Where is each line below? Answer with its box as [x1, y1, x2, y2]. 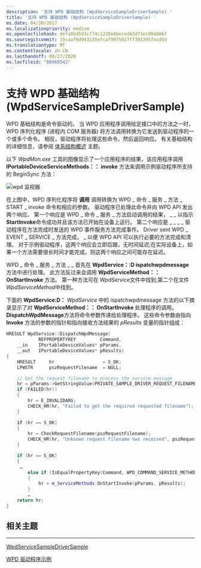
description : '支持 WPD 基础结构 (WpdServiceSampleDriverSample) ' [6, 8, 172, 15]
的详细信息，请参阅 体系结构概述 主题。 [6, 143, 103, 150]
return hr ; [17, 497, 44, 504]
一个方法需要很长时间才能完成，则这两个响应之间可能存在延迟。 [11, 248, 169, 256]
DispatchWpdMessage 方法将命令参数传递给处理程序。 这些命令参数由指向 [6, 311, 191, 318]
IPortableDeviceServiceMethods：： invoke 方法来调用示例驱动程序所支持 [6, 163, 193, 170]
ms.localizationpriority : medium [6, 25, 90, 32]
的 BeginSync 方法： [6, 170, 57, 178]
